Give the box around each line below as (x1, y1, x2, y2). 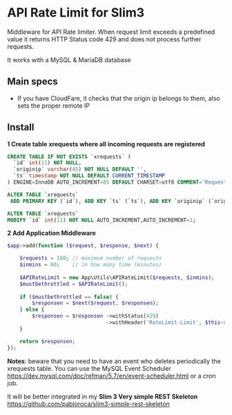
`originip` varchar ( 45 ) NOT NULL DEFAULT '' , (13, 166, 147, 173)
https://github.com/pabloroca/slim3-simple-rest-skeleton (7, 399, 171, 408)
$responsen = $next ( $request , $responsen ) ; (32, 300, 159, 307)
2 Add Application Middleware (7, 229, 97, 238)
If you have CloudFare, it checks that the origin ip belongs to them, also (17, 94, 220, 102)
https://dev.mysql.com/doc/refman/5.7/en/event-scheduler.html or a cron (7, 371, 216, 380)
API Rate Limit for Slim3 (7, 5, 145, 21)
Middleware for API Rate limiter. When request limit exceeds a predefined (7, 28, 215, 36)
